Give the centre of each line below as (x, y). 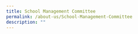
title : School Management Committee (51, 11)
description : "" (26, 22)
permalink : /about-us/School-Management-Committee (69, 17)
